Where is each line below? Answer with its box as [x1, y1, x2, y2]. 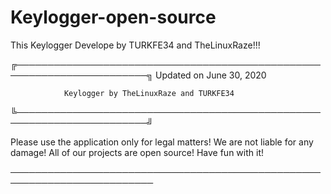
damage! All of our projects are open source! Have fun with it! [10, 146, 264, 158]
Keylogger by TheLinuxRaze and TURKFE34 [63, 88, 235, 98]
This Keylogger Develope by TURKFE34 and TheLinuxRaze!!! [10, 39, 261, 51]
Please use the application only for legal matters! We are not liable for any [10, 136, 314, 148]
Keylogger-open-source [10, 6, 217, 29]
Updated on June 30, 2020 [155, 69, 267, 81]
